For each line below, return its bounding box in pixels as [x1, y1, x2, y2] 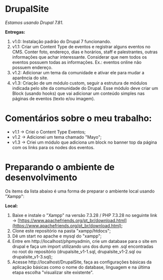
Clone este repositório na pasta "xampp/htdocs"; [12, 228, 111, 234]
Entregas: [5, 29, 25, 35]
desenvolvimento [5, 172, 78, 183]
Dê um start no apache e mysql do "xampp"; [12, 233, 102, 239]
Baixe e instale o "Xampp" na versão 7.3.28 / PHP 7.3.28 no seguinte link [12, 212, 158, 218]
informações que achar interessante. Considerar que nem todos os [12, 54, 147, 60]
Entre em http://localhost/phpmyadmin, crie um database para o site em [12, 238, 157, 244]
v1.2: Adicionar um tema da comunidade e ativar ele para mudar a [12, 69, 145, 75]
